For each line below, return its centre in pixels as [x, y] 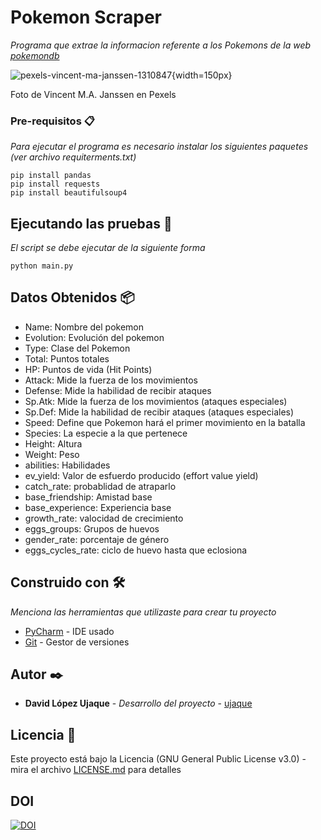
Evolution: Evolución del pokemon [94, 337]
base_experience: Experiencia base [98, 507]
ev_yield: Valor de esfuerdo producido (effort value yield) [141, 475]
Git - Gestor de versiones [77, 642]
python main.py [42, 266]
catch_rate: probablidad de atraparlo [100, 486]
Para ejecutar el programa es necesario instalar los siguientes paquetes [159, 147]
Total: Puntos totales [67, 358]
